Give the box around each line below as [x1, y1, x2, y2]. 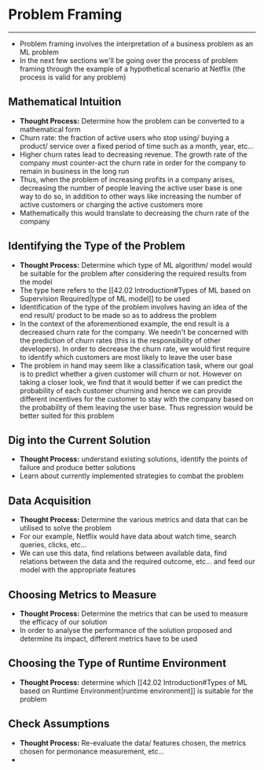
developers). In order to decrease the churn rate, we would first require [19, 344, 251, 354]
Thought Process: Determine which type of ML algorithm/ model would [19, 260, 252, 269]
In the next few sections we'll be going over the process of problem [19, 55, 238, 65]
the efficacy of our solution [19, 617, 108, 627]
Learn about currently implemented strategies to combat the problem [19, 471, 244, 481]
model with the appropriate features [19, 565, 136, 575]
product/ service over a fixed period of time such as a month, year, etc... [19, 141, 254, 150]
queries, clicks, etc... [19, 540, 87, 550]
